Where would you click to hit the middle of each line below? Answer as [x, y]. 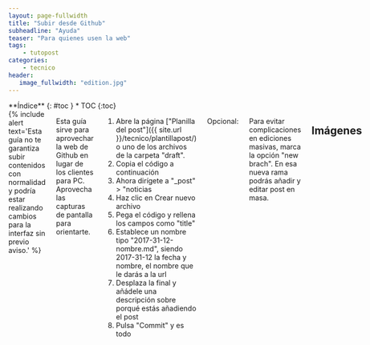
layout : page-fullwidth [48, 16]
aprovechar [75, 138]
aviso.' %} [25, 250]
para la [20, 224]
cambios [23, 216]
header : [21, 75]
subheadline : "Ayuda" [45, 30]
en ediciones [270, 138]
